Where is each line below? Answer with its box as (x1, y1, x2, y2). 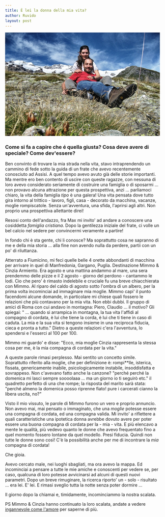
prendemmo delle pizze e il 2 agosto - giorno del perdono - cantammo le (5, 273, 152, 279)
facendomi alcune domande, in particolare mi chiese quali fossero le (5, 294, 143, 299)
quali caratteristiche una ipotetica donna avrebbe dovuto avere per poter (5, 416, 152, 422)
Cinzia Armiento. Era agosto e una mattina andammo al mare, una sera (5, 268, 148, 273)
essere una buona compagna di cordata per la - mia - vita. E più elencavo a (5, 421, 158, 427)
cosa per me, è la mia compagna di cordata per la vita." (5, 345, 117, 351)
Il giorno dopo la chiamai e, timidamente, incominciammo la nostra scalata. (5, 491, 156, 498)
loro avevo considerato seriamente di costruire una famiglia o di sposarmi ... (5, 182, 159, 188)
